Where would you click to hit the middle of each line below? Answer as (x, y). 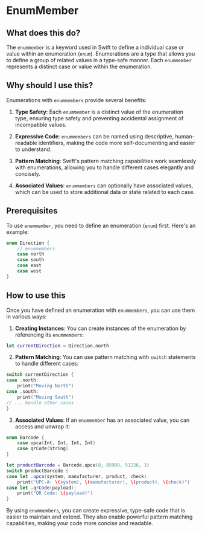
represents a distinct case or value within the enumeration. (79, 66)
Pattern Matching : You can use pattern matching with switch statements (105, 357)
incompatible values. (41, 124)
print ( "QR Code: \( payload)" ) (55, 493)
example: (17, 232)
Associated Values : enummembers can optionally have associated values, (104, 186)
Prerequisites (32, 211)
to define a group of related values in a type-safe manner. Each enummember (99, 60)
